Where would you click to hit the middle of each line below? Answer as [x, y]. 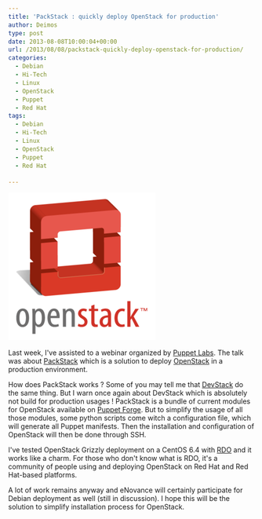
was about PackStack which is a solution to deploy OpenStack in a [116, 361]
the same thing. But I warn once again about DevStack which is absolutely [128, 393]
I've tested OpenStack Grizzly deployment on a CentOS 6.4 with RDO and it [130, 450]
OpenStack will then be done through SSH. [77, 435]
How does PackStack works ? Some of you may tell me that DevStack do [126, 385]
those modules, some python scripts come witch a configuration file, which [130, 418]
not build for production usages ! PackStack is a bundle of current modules [129, 401]
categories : [27, 58]
